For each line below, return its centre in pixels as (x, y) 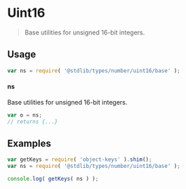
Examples (29, 143)
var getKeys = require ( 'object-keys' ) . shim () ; (80, 159)
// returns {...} (33, 122)
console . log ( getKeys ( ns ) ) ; (53, 179)
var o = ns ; (25, 115)
